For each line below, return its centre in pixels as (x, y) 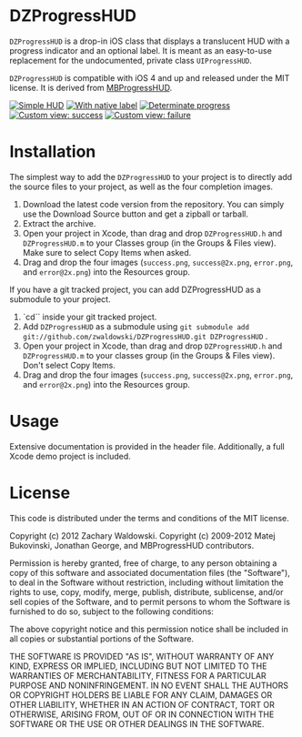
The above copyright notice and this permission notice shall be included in (149, 629)
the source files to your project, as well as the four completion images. (141, 187)
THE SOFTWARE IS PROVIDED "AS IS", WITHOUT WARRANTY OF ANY (142, 656)
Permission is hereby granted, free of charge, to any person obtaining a (143, 563)
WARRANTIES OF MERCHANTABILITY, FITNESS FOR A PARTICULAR (138, 675)
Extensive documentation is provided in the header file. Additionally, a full (147, 446)
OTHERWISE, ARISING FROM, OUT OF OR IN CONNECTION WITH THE (142, 714)
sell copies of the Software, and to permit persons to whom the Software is (150, 601)
